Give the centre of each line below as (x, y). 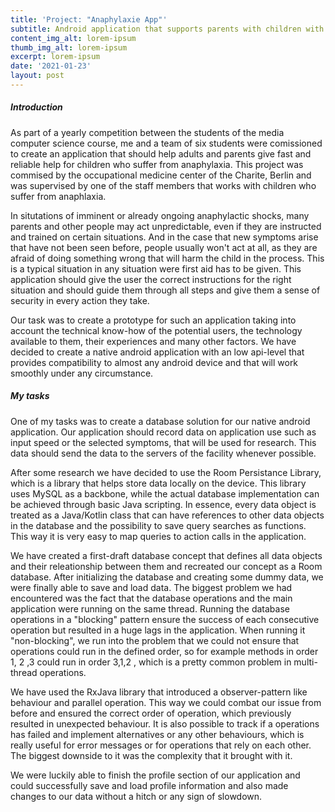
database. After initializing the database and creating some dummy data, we (167, 577)
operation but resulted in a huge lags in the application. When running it (158, 630)
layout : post (37, 76)
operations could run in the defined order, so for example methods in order (164, 651)
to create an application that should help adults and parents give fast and (161, 153)
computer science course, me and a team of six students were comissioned (166, 143)
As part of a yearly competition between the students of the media (147, 132)
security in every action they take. (80, 300)
